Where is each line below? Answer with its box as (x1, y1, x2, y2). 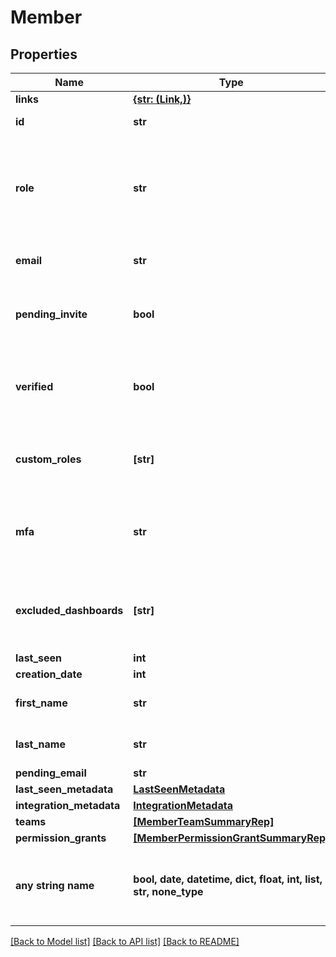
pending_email (15, 766, 87, 780)
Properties (10, 46, 78, 63)
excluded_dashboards (15, 604, 124, 617)
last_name (15, 737, 66, 751)
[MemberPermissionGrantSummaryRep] (133, 831, 330, 845)
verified (15, 380, 54, 393)
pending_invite (15, 307, 88, 321)
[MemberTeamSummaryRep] (133, 815, 275, 828)
